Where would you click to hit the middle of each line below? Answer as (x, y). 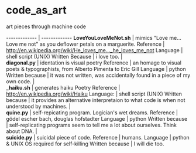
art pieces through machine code (46, 26)
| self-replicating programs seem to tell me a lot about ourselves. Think (92, 125)
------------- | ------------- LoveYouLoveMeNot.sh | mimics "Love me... (94, 38)
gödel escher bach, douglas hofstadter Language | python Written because (97, 118)
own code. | (20, 81)
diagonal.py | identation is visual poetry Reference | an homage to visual (94, 63)
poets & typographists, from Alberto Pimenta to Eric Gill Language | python (96, 69)
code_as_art (37, 10)
